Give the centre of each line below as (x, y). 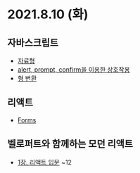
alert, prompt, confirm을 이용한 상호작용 (74, 70)
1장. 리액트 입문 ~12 (45, 162)
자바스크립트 (33, 43)
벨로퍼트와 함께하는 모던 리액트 (70, 144)
